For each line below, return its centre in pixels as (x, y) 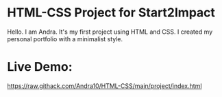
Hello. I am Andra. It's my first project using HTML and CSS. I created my (110, 32)
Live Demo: (40, 67)
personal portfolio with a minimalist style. (65, 39)
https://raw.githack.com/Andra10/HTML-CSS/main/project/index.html (104, 86)
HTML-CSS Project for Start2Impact (111, 13)
